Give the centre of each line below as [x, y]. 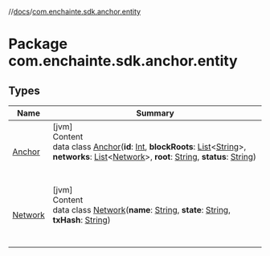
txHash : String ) [82, 220]
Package [38, 44]
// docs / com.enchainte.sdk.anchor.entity [75, 12]
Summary [155, 113]
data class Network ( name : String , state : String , [141, 210]
